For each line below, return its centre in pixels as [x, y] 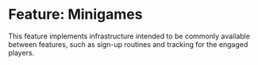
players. [21, 52]
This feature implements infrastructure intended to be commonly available [129, 36]
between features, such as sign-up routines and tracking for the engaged [128, 44]
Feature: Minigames [75, 14]
